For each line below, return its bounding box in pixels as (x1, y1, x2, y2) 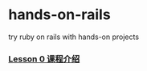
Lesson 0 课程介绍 (8, 53, 80, 65)
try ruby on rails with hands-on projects (8, 32, 139, 41)
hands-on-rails (8, 6, 111, 24)
